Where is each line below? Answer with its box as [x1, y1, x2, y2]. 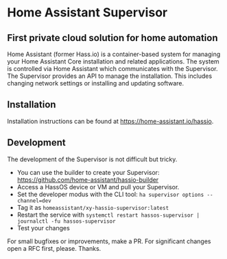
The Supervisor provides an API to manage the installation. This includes [7, 72, 213, 80]
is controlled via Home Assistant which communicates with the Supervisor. [7, 65, 218, 72]
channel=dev [16, 197, 51, 204]
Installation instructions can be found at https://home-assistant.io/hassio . [7, 117, 214, 125]
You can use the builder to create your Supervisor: [16, 168, 160, 176]
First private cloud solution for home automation [7, 32, 218, 44]
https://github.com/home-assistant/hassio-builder [16, 176, 159, 184]
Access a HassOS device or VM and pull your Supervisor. [16, 182, 180, 191]
